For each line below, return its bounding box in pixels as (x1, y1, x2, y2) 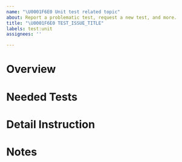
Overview (6, 63, 56, 76)
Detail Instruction (6, 117, 96, 131)
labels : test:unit (6, 25, 53, 32)
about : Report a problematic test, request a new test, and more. (6, 14, 177, 20)
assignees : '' (6, 31, 42, 37)
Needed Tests (6, 90, 77, 104)
